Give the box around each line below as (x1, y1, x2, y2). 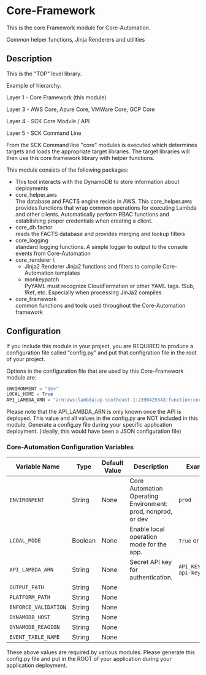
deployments (15, 185, 49, 192)
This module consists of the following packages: (6, 166, 129, 174)
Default (101, 459, 124, 467)
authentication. (129, 573, 173, 582)
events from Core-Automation (15, 250, 91, 257)
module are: (6, 373, 37, 381)
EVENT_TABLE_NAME (9, 634, 60, 641)
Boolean (72, 536, 96, 545)
